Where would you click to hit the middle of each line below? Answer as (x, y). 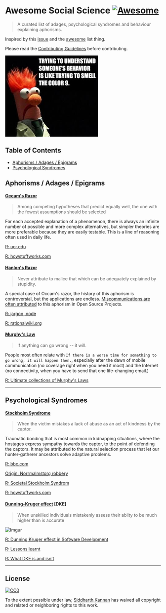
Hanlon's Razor (21, 268)
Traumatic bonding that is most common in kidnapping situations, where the (82, 439)
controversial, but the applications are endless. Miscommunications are (78, 299)
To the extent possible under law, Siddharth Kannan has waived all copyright (83, 600)
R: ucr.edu (16, 247)
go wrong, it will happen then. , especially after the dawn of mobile (75, 360)
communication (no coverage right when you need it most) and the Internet (82, 365)
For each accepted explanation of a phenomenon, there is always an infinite (82, 222)
